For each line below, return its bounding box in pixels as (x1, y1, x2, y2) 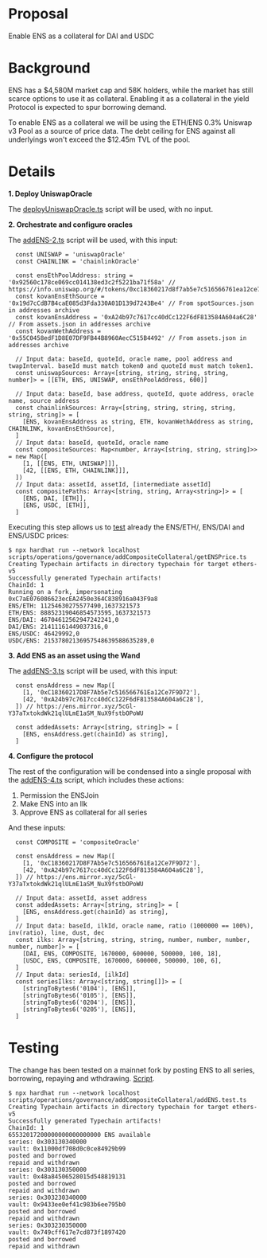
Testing (8, 1039, 60, 1057)
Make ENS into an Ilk (19, 799, 87, 808)
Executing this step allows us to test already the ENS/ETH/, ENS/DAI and (8, 522, 245, 532)
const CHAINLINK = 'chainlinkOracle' (15, 257, 141, 265)
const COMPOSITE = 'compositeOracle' (15, 838, 141, 846)
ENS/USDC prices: (8, 530, 69, 540)
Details (8, 162, 56, 181)
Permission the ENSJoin (19, 790, 99, 800)
